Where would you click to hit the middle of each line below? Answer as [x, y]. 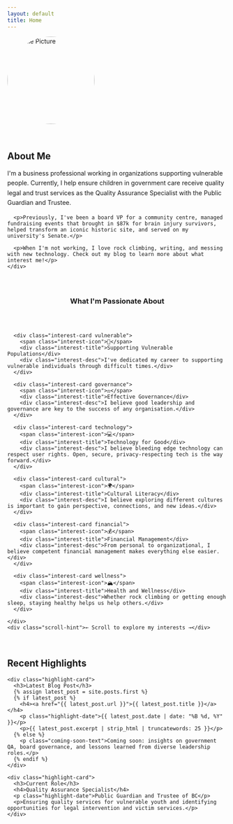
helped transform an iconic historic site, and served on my [98, 230]
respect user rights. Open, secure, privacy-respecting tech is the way [115, 455]
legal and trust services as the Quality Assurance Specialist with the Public [114, 192]
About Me [29, 156]
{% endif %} [31, 759]
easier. [209, 552]
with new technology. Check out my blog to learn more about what [106, 255]
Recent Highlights [47, 663]
